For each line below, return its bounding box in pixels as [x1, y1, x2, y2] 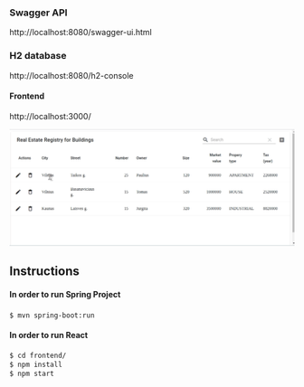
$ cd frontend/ [9, 351, 67, 360]
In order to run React [9, 330, 89, 341]
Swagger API [9, 6, 68, 19]
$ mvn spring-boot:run [9, 310, 95, 320]
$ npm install [9, 360, 63, 369]
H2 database [9, 50, 67, 62]
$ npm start [9, 369, 54, 378]
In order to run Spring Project [9, 288, 121, 299]
